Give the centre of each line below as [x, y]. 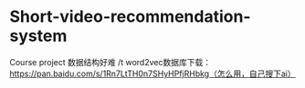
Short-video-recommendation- [130, 17]
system [38, 36]
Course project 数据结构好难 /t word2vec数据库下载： [110, 62]
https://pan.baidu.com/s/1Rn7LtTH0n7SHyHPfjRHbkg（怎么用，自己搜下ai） [152, 73]
